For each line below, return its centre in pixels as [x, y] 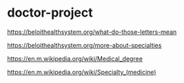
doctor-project [50, 13]
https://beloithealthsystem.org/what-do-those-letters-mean [92, 32]
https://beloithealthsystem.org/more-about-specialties [84, 45]
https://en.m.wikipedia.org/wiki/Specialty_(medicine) [82, 72]
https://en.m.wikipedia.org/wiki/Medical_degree [75, 58]
